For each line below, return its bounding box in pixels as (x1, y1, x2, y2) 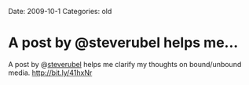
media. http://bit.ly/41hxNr (8, 68, 93, 77)
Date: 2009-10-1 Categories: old (8, 7, 112, 16)
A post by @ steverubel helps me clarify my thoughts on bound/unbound (8, 59, 242, 69)
